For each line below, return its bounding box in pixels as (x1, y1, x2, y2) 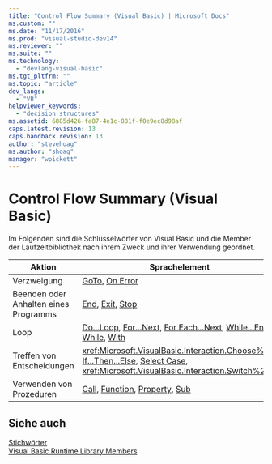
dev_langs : (8, 87, 45, 96)
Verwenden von (12, 378, 73, 390)
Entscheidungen (12, 360, 74, 372)
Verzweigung (12, 275, 63, 287)
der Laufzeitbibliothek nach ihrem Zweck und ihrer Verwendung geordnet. (8, 242, 256, 252)
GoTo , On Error (82, 275, 139, 287)
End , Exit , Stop (82, 299, 138, 310)
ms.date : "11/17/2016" (8, 27, 85, 35)
